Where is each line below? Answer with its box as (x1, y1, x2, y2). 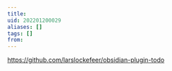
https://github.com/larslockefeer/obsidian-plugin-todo (7, 56, 165, 64)
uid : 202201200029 (7, 17, 61, 24)
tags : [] (7, 30, 33, 37)
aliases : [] (7, 23, 42, 30)
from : (7, 37, 23, 44)
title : (7, 10, 27, 18)
